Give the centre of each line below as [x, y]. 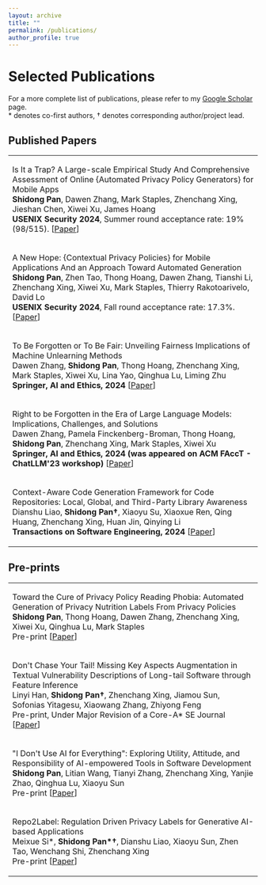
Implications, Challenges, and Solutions [85, 424]
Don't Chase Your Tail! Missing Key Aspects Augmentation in [125, 665]
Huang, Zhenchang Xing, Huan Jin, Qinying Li [97, 522]
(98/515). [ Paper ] [46, 229]
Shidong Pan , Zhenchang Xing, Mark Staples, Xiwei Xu [114, 444]
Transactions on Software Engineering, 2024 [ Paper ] [114, 532]
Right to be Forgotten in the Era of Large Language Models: [122, 414]
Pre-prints [34, 568]
